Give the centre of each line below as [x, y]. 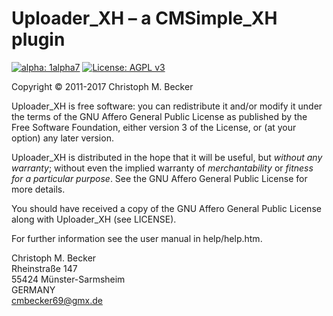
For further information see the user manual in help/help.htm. [137, 238]
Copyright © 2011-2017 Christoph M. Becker [102, 86]
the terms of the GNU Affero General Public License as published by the [159, 116]
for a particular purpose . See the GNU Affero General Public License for [159, 178]
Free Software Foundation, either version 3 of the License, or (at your [154, 127]
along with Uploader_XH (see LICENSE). [94, 219]
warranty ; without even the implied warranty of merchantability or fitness [162, 168]
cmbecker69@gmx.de [57, 300]
